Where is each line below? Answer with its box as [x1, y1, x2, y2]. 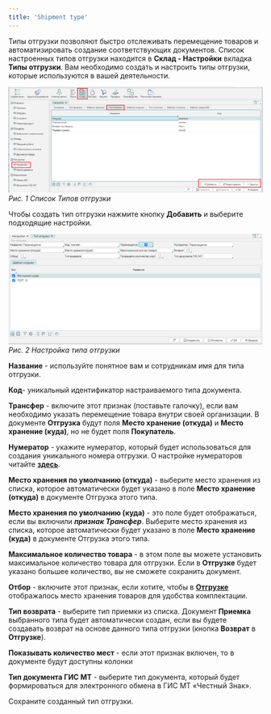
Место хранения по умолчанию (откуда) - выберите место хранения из [8, 475, 261, 484]
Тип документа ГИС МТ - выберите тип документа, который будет [8, 672, 240, 682]
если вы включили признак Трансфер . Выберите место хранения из [8, 516, 248, 526]
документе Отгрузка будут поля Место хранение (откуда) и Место [8, 417, 244, 428]
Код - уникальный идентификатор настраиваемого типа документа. [8, 385, 242, 395]
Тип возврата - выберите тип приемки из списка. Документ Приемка [8, 606, 252, 616]
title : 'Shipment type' [8, 13, 89, 21]
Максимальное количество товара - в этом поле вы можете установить [8, 549, 262, 559]
